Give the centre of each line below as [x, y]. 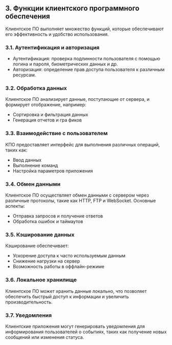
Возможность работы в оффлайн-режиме [59, 267]
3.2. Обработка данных [36, 88]
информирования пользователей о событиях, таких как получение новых [86, 332]
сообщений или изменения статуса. [45, 337]
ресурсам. [24, 75]
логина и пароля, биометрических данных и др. [65, 64]
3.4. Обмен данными [33, 184]
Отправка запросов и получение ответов [58, 216]
